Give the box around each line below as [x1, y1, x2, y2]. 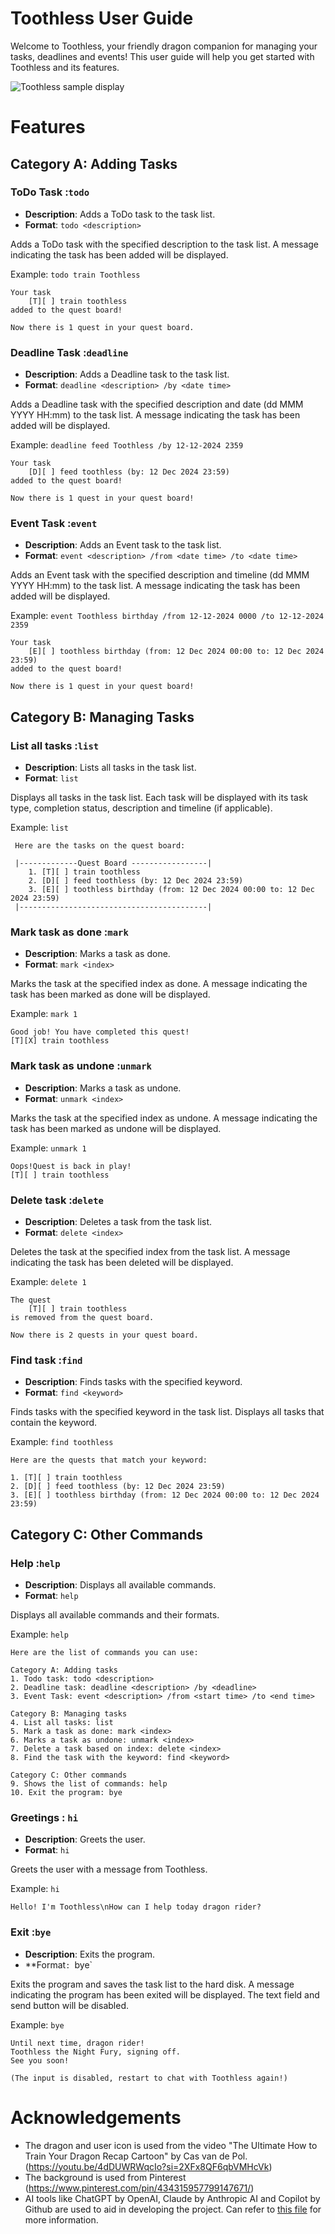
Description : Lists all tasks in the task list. [24, 762, 197, 774]
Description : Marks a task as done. [24, 948, 171, 960]
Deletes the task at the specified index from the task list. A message [10, 1245, 291, 1257]
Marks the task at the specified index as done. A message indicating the [10, 978, 308, 990]
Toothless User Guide [10, 7, 194, 30]
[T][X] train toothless [10, 1036, 110, 1046]
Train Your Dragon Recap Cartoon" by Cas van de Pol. [24, 2150, 248, 2162]
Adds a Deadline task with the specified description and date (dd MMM [10, 398, 304, 411]
